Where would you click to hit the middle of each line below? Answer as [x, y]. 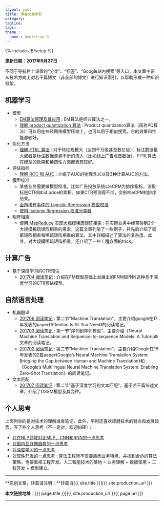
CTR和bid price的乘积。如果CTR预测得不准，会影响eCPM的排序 [92, 192]
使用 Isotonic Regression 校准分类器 [55, 211]
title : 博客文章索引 [24, 14]
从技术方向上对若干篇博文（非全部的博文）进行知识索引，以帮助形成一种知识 [82, 77]
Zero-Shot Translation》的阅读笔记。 [56, 373]
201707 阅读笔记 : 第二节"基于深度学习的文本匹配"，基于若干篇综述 [87, 385]
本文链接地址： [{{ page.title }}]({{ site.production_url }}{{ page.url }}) [74, 493]
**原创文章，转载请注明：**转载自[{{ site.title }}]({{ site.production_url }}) [79, 483]
